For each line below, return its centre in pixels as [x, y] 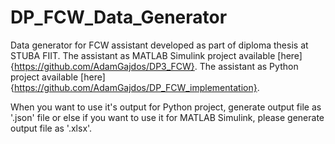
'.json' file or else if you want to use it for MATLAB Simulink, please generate [167, 117]
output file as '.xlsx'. [51, 128]
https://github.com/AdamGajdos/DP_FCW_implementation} [135, 87]
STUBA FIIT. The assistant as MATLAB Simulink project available [143, 55]
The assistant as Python [249, 66]
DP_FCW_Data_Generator [119, 17]
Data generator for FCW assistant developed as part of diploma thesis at [159, 45]
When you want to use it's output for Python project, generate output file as [166, 107]
